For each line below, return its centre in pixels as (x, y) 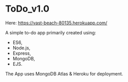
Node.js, (21, 48)
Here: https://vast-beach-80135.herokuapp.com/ (56, 23)
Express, (22, 53)
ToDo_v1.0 (27, 9)
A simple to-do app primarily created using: (51, 32)
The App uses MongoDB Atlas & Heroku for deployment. (64, 73)
